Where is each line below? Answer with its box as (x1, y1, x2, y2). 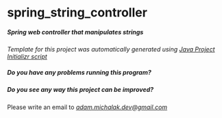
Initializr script (7, 53, 48, 61)
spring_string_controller (7, 5, 147, 21)
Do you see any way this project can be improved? (7, 86, 154, 94)
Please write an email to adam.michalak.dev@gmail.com (7, 103, 168, 111)
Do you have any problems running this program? (7, 68, 152, 76)
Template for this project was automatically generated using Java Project (7, 45, 215, 54)
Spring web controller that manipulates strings (7, 27, 144, 36)
